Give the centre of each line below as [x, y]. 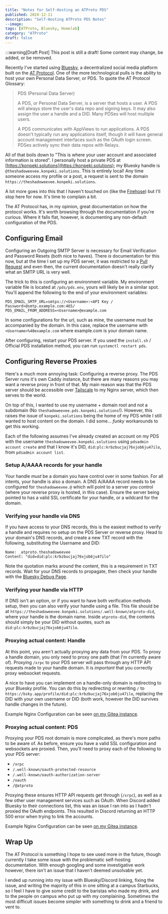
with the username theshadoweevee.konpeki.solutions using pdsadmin [77, 441]
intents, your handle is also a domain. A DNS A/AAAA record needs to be [80, 481]
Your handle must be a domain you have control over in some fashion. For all [84, 476]
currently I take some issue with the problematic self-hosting [68, 860]
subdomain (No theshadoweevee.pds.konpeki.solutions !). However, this [79, 410]
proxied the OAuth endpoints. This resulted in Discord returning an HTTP [80, 811]
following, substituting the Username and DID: [53, 543]
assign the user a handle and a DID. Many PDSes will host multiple [86, 113]
